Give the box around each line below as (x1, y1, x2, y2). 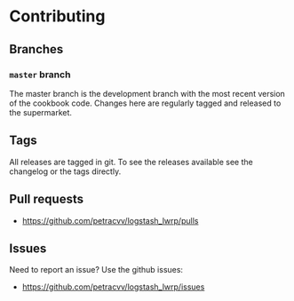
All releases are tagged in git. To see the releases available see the (9, 156, 253, 167)
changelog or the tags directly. (9, 166, 122, 177)
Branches (9, 42, 64, 57)
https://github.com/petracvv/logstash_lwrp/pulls (21, 215, 199, 226)
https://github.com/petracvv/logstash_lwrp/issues (21, 281, 205, 292)
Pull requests (9, 192, 84, 207)
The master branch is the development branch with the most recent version (9, 88, 286, 99)
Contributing (9, 6, 106, 27)
